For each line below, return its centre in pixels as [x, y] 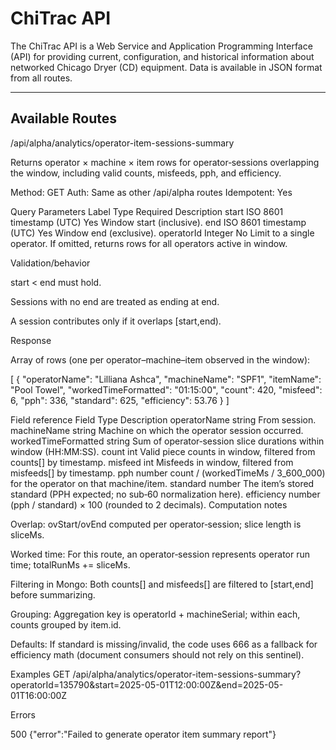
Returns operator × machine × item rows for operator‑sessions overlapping [165, 162]
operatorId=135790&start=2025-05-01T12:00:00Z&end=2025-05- [147, 684]
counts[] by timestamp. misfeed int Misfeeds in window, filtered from [152, 462]
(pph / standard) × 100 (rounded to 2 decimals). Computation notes [149, 504]
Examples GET [40, 674]
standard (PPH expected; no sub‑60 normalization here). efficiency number [165, 494]
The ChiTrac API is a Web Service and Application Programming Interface [161, 46]
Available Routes [64, 118]
